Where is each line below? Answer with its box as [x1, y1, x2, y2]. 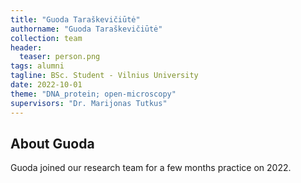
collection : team [10, 33, 83, 43]
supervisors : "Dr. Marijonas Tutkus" [10, 98, 168, 108]
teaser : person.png [19, 52, 101, 62]
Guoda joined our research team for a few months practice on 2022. [10, 162, 292, 174]
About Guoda [10, 135, 95, 152]
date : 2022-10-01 [10, 80, 83, 90]
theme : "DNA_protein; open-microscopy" [10, 89, 177, 99]
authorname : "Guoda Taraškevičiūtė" [10, 24, 163, 34]
